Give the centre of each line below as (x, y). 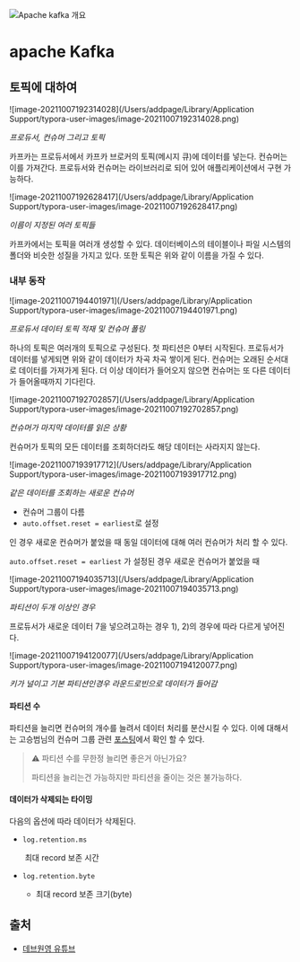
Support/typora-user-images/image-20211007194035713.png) (124, 589)
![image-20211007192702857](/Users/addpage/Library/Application (132, 400)
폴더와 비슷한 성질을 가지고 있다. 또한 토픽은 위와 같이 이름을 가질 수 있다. (137, 255)
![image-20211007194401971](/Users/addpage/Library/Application (131, 301)
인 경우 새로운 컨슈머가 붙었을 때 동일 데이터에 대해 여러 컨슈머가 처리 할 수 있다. (149, 543)
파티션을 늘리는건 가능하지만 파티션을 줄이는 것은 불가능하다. (137, 777)
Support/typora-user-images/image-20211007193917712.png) (123, 474)
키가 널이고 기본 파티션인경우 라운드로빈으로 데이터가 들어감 (113, 684)
